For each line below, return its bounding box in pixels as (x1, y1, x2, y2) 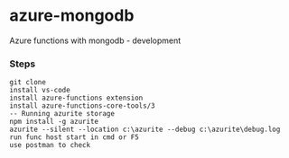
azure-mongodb (9, 5, 135, 26)
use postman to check (9, 141, 91, 150)
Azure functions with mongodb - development (9, 35, 182, 46)
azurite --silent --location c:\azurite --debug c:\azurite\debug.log (9, 125, 281, 135)
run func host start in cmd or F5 (9, 133, 140, 142)
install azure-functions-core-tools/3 (9, 101, 155, 110)
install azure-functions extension (9, 93, 144, 103)
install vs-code (9, 86, 70, 95)
